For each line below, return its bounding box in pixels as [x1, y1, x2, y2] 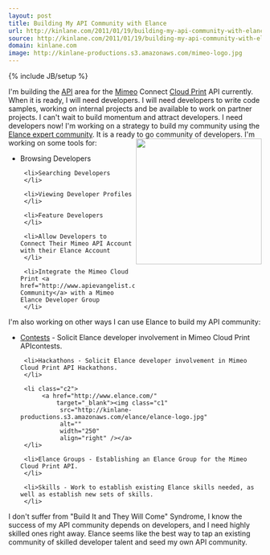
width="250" [59, 427, 100, 435]
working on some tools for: [8, 138, 98, 147]
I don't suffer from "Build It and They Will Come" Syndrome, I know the [8, 512, 243, 521]
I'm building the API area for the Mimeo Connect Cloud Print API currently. [8, 87, 254, 97]
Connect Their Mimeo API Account [19, 240, 133, 248]
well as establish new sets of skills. [19, 491, 154, 499]
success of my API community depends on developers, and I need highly [8, 520, 251, 529]
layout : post [8, 11, 52, 20]
